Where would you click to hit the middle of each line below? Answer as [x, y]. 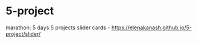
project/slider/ [23, 33]
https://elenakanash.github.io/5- [151, 27]
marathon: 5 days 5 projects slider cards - [58, 27]
